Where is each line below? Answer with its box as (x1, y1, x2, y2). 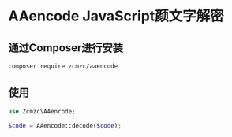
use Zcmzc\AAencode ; (8, 107, 77, 115)
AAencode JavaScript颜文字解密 (8, 7, 225, 25)
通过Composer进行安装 (8, 41, 124, 54)
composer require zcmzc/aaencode (8, 62, 118, 70)
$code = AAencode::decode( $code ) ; (8, 121, 122, 130)
